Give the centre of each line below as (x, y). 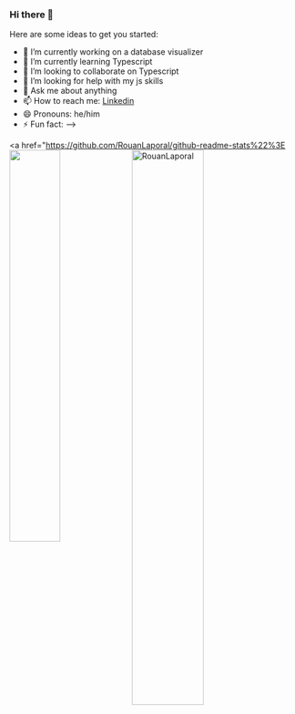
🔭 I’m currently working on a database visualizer (113, 52)
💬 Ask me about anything (70, 91)
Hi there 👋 (32, 15)
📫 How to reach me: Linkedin (78, 101)
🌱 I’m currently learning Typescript (87, 62)
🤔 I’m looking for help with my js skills (93, 81)
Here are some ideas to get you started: (84, 35)
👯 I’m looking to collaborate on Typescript (101, 71)
